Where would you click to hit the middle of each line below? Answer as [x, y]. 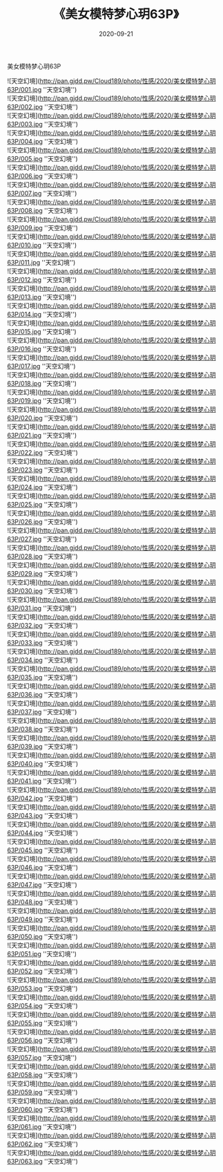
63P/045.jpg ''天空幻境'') [42, 850]
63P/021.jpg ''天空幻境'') [42, 435]
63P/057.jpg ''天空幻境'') [42, 1057]
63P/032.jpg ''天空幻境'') [42, 625]
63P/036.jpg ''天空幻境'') [42, 694]
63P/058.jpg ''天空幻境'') [42, 1075]
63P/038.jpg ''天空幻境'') [42, 729]
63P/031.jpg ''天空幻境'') [42, 608]
